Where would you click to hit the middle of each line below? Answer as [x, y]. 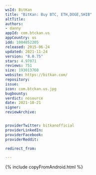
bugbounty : [16, 93]
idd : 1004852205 [22, 42]
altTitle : [15, 19]
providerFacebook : [24, 135]
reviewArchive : [21, 112]
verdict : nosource [24, 98]
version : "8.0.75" [24, 56]
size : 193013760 [22, 70]
